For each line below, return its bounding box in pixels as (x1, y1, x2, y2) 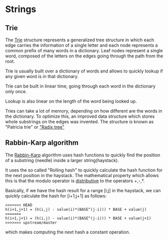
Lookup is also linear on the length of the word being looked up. (5, 98, 137, 104)
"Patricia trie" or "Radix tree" (5, 124, 65, 130)
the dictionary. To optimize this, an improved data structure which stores (5, 113, 155, 119)
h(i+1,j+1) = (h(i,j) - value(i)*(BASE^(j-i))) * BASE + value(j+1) (5, 215, 151, 221)
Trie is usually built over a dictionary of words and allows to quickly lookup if (5, 68, 163, 74)
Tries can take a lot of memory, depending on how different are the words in (5, 108, 162, 114)
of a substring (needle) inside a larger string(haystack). (5, 157, 119, 163)
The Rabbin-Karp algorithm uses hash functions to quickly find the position (5, 152, 160, 158)
